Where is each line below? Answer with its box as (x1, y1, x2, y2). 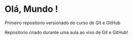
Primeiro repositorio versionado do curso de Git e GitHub (4, 20, 121, 26)
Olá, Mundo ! (4, 3, 58, 15)
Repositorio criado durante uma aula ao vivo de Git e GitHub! (4, 29, 128, 35)
